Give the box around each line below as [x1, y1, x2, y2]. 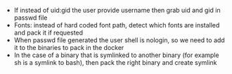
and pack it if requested [13, 28, 83, 37]
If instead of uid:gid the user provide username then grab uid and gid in [13, 6, 221, 14]
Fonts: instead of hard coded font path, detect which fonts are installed [13, 21, 220, 29]
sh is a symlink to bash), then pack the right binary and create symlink [13, 58, 217, 66]
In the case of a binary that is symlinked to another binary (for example [13, 51, 219, 59]
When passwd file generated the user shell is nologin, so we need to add [13, 36, 225, 44]
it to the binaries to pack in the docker [13, 44, 124, 51]
